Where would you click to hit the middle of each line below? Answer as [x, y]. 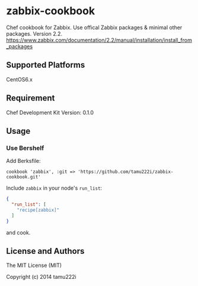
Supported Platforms [46, 65]
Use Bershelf [25, 148]
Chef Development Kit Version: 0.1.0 [50, 112]
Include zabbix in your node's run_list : [54, 188]
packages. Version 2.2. [34, 33]
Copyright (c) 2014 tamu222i [41, 277]
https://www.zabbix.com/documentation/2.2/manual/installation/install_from [99, 40]
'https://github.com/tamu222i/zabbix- [126, 172]
